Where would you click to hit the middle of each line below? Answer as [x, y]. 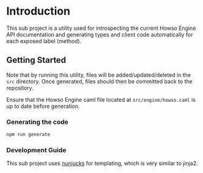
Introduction [38, 11]
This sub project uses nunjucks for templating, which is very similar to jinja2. [102, 163]
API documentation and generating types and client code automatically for [100, 34]
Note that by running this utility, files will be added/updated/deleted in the [98, 75]
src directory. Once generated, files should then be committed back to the [100, 81]
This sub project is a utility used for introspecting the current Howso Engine [101, 28]
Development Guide [36, 150]
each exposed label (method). [44, 41]
